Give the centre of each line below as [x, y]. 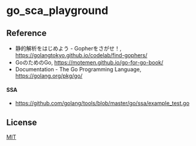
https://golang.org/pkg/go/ [49, 76]
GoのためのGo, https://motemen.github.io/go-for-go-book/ [89, 62]
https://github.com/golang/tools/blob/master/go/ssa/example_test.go [102, 103]
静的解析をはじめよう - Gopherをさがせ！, [68, 48]
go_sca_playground [57, 11]
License [22, 122]
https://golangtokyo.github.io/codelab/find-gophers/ [81, 55]
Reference [27, 33]
